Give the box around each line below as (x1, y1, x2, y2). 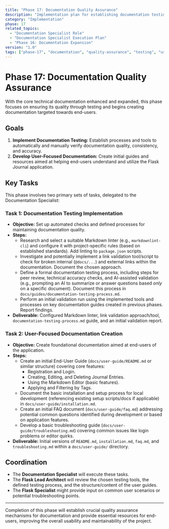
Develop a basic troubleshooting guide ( (20, 422, 103, 428)
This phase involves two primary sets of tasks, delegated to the (5, 192, 137, 198)
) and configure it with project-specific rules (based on (27, 243, 140, 249)
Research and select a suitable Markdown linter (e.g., (20, 237, 131, 243)
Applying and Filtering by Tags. (27, 384, 92, 390)
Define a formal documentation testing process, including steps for (20, 270, 159, 276)
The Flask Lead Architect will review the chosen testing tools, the (12, 477, 149, 483)
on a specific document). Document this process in (20, 286, 126, 292)
